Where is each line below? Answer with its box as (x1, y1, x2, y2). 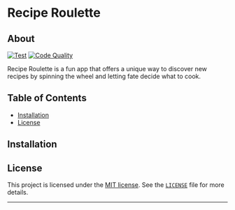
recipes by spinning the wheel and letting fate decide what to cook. (7, 72, 201, 80)
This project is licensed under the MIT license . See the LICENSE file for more (7, 181, 225, 189)
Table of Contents (7, 92, 87, 104)
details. (7, 188, 29, 197)
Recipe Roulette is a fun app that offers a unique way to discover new (7, 65, 208, 73)
